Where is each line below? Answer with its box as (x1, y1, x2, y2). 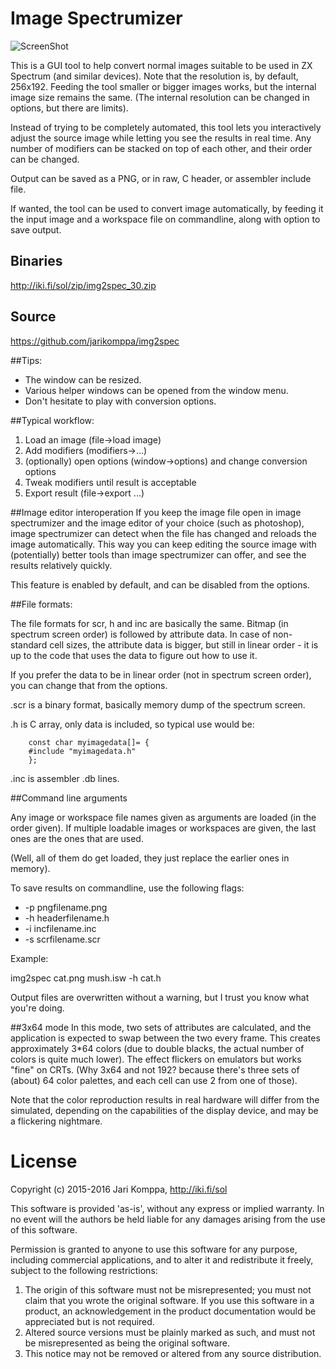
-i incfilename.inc (24, 922, 97, 934)
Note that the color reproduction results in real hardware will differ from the (10, 1093, 320, 1106)
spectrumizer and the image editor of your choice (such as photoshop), (10, 517, 305, 529)
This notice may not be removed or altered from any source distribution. (24, 1347, 322, 1359)
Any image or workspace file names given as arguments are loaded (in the (10, 811, 317, 823)
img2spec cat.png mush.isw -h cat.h (10, 972, 162, 984)
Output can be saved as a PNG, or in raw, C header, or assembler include (10, 172, 312, 184)
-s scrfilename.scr (24, 933, 101, 945)
